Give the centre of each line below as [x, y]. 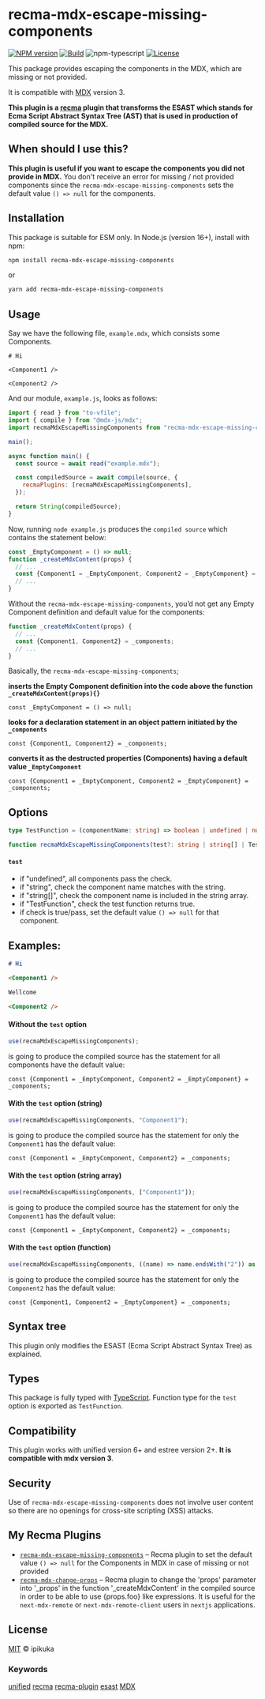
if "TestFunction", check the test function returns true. [107, 904]
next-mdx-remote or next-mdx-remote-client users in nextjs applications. [137, 1604]
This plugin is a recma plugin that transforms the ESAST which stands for [131, 107]
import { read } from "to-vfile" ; [65, 413]
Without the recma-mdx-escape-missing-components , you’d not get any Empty [131, 603]
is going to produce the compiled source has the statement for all [114, 1056]
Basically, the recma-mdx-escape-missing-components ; [93, 671]
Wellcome [22, 992]
